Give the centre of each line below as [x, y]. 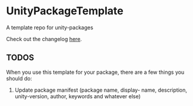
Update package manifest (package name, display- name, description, [101, 90]
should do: [19, 78]
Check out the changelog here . [44, 39]
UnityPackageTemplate [65, 11]
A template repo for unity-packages [50, 27]
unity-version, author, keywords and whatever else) [77, 96]
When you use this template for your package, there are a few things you [95, 72]
